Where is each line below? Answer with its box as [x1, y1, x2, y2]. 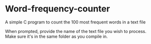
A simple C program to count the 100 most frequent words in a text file [5, 19, 146, 25]
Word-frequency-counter [5, 3, 110, 14]
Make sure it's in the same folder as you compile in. [5, 33, 108, 39]
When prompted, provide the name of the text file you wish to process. [5, 28, 147, 34]
